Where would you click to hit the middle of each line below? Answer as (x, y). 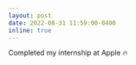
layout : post (30, 15)
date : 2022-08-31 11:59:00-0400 (62, 23)
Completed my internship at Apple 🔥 (68, 53)
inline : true (30, 30)
